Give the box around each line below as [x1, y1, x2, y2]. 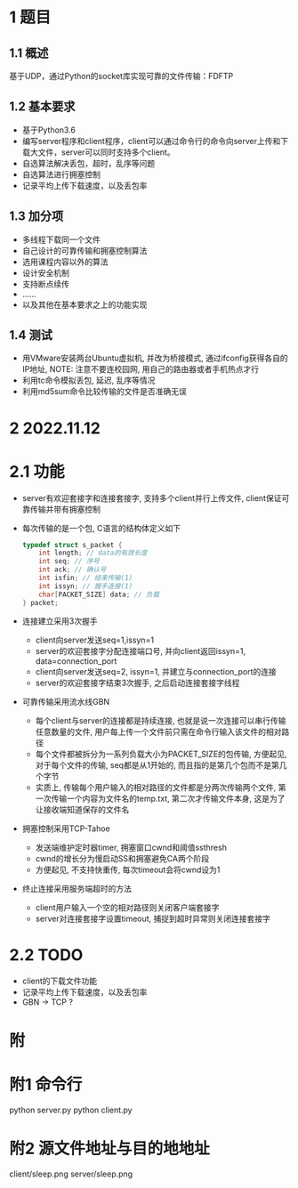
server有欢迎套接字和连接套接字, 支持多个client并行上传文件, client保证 [21, 492, 282, 503]
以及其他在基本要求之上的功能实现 [21, 299, 148, 310]
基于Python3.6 [21, 125, 77, 135]
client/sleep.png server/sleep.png [9, 1168, 133, 1179]
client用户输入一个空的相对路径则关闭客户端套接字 [35, 901, 220, 912]
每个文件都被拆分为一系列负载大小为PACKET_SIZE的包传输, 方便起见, [35, 748, 287, 759]
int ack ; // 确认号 [38, 565, 107, 574]
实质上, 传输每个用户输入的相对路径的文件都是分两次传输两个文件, [35, 781, 277, 792]
